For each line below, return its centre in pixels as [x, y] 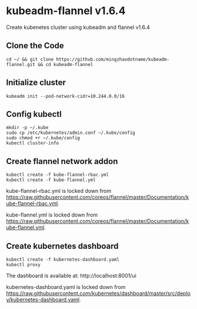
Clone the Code [35, 46]
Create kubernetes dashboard [62, 246]
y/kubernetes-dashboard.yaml [43, 300]
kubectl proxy [24, 265]
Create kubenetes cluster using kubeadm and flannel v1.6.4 [78, 27]
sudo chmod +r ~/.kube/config [43, 138]
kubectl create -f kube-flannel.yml [51, 180]
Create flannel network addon [62, 161]
